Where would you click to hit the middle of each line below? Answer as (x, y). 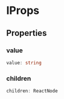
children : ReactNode (32, 91)
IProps (23, 11)
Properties (27, 33)
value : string (24, 63)
